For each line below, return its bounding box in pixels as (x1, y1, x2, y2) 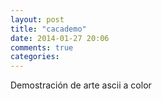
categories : (10, 52, 60, 62)
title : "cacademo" (10, 24, 87, 34)
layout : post (10, 14, 65, 25)
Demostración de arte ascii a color (10, 79, 152, 91)
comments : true (10, 42, 74, 53)
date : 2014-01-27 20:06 (10, 33, 110, 43)
